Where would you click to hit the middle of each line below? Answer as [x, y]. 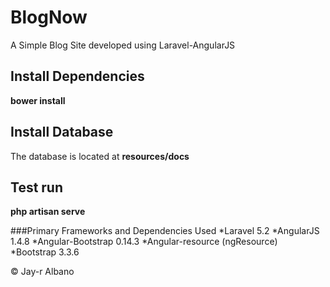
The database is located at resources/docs [100, 156]
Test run [37, 187]
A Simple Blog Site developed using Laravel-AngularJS [123, 45]
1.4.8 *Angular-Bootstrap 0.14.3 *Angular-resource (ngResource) [144, 242]
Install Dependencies [77, 76]
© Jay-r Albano [42, 272]
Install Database [62, 132]
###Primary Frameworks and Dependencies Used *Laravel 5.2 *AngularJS [165, 231]
